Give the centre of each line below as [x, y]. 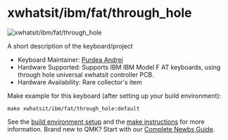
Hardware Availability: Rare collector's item [80, 82]
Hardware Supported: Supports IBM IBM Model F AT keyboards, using [119, 67]
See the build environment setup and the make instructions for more [106, 122]
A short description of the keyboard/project [70, 46]
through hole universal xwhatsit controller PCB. [86, 75]
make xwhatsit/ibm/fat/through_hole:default [74, 108]
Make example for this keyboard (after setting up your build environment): [114, 96]
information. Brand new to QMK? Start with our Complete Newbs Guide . [111, 129]
